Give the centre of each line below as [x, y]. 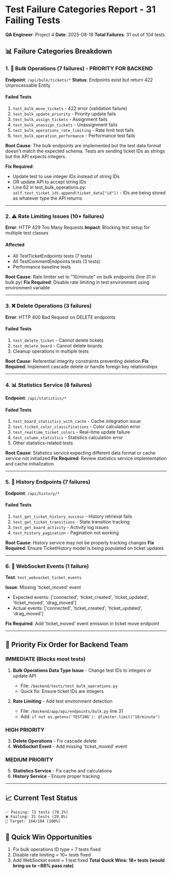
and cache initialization [29, 464]
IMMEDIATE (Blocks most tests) [46, 659]
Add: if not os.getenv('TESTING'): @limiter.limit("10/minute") [90, 716]
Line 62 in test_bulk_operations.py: [49, 187]
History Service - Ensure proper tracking [56, 776]
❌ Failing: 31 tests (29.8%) [37, 817]
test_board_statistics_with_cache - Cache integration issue [77, 421]
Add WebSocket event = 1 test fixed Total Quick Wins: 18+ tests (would [89, 860]
